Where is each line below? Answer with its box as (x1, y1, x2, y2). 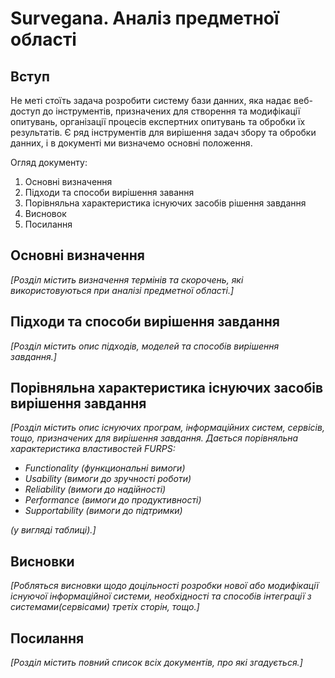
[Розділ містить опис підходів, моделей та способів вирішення (10, 340, 280, 352)
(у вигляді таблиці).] (10, 524, 97, 536)
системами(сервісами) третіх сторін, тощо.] (10, 601, 200, 613)
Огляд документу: (10, 157, 88, 168)
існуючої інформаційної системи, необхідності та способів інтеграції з (10, 590, 312, 602)
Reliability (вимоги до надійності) (24, 483, 167, 496)
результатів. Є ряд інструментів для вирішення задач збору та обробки (10, 127, 317, 138)
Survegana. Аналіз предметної (10, 7, 280, 30)
